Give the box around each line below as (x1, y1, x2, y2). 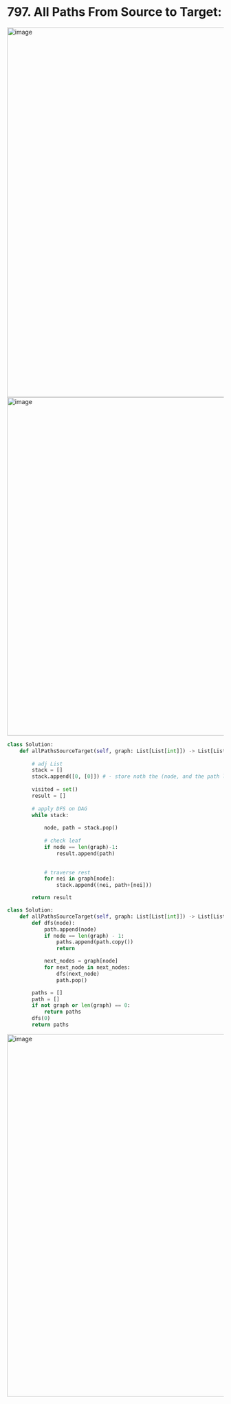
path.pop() (56, 976, 88, 983)
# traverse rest (43, 869, 91, 876)
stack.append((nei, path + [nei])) (56, 882, 153, 889)
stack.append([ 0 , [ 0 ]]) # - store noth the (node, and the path (32, 773, 220, 780)
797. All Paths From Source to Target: (7, 4, 222, 20)
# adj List (32, 760, 63, 768)
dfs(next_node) (56, 970, 100, 977)
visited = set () (32, 786, 78, 793)
